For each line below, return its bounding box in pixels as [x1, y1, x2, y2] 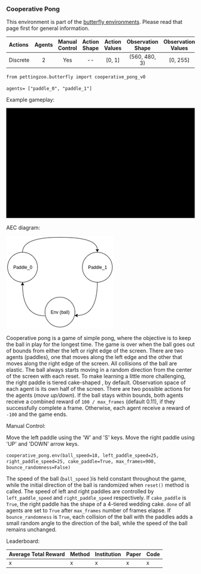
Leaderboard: [6, 537, 40, 545]
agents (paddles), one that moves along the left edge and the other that [6, 353, 182, 360]
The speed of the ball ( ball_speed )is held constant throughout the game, [6, 475, 187, 482]
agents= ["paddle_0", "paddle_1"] [6, 86, 93, 92]
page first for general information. [6, 25, 90, 32]
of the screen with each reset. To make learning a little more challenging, [6, 372, 186, 379]
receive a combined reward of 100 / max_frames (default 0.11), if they [6, 397, 175, 405]
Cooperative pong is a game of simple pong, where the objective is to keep [6, 334, 191, 341]
